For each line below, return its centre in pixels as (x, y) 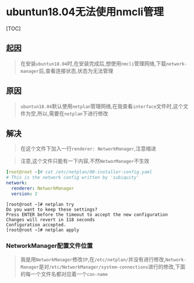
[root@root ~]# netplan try (40, 204)
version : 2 (24, 194)
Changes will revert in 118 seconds (50, 219)
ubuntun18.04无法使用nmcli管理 (85, 12)
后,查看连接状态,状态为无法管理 (76, 71)
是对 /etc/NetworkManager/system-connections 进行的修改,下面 (112, 267)
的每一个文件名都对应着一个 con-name (64, 274)
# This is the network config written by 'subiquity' (73, 178)
